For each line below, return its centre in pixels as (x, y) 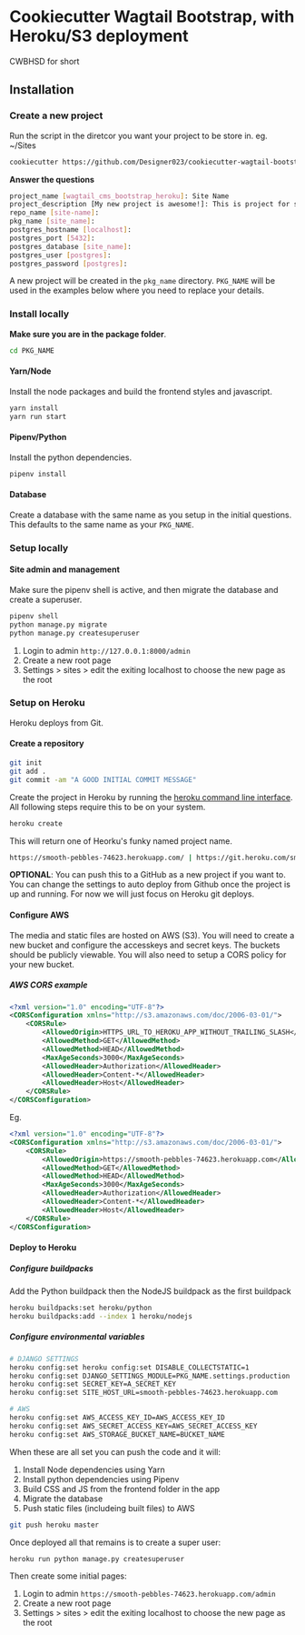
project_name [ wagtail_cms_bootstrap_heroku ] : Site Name (119, 196)
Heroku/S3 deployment (99, 36)
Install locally (39, 314)
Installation (42, 90)
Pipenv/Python (38, 437)
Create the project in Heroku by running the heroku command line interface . (151, 797)
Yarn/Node (30, 371)
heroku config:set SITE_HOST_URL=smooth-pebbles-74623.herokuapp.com (144, 1393)
